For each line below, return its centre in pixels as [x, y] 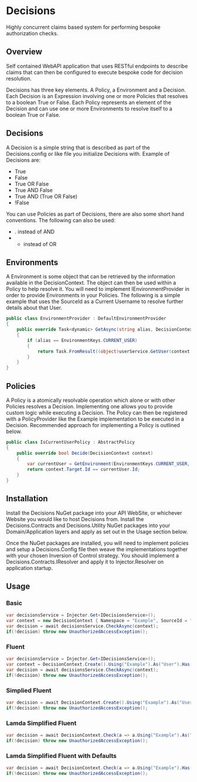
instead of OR [40, 244]
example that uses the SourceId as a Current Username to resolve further [95, 301]
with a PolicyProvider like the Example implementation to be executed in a [95, 419]
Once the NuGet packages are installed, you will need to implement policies [97, 543]
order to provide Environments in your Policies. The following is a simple [93, 296]
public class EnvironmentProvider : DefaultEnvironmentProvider [86, 318]
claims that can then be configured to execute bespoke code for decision [94, 72]
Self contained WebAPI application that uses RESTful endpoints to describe [97, 66]
